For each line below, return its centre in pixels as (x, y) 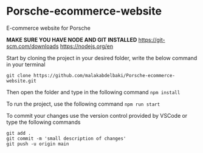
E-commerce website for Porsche (49, 28)
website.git (21, 81)
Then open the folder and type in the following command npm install (93, 92)
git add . (19, 133)
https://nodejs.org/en (87, 46)
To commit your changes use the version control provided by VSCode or (97, 115)
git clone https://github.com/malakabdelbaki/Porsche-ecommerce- (91, 75)
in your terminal (26, 64)
